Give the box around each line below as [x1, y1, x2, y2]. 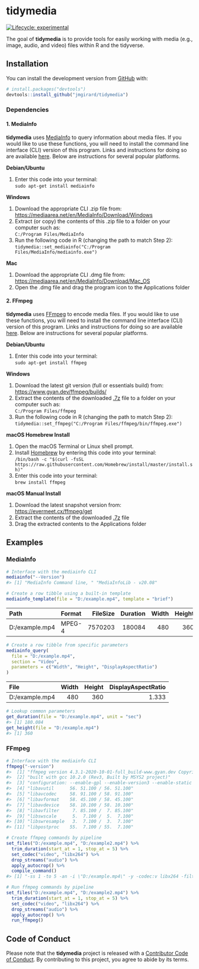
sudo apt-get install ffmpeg [14, 359, 87, 366]
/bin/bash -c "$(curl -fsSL [14, 456, 84, 462]
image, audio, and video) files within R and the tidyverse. [6, 42, 145, 49]
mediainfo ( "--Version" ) [6, 575, 65, 580]
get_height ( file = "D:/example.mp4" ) [6, 725, 99, 731]
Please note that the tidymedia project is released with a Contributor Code [6, 949, 188, 957]
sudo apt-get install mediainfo [14, 183, 95, 189]
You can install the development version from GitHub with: [6, 74, 148, 81]
